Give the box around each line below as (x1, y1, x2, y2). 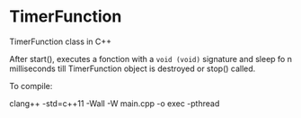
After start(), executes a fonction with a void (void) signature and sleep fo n (9, 53, 292, 64)
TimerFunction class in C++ (9, 36, 112, 47)
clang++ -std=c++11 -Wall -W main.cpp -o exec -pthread (9, 97, 220, 109)
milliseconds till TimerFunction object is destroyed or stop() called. (9, 63, 256, 74)
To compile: (9, 80, 53, 91)
